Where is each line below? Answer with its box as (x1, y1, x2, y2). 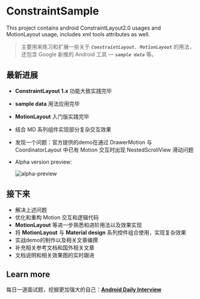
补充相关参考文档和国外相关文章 (14, 243, 95, 251)
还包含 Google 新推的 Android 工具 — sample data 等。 (20, 50, 157, 58)
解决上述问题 (14, 206, 47, 213)
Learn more (6, 269, 51, 279)
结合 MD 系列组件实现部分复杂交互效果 (14, 126, 111, 133)
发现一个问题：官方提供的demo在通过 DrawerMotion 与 (14, 138, 152, 146)
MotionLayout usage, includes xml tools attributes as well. (6, 30, 150, 37)
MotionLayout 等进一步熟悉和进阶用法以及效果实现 (14, 221, 142, 228)
